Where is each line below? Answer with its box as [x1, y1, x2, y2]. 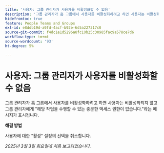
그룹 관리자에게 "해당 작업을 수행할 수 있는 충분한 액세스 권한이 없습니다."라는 [5, 106, 152, 111]
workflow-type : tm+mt [5, 35, 49, 40]
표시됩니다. [18, 112, 40, 118]
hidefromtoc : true [5, 16, 42, 21]
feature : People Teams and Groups [5, 21, 76, 26]
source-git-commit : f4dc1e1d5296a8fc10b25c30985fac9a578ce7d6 [5, 30, 134, 35]
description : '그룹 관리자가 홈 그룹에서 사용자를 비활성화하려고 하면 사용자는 [5, 12, 145, 17]
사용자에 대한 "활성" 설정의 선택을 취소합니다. [5, 132, 91, 138]
